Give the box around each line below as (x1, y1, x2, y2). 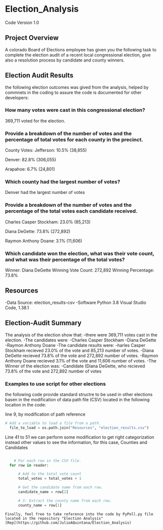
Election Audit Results (5, 71, 74, 80)
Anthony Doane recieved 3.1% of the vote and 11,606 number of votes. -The (5, 358, 157, 363)
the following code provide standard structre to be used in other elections (5, 391, 153, 397)
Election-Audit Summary (5, 319, 82, 327)
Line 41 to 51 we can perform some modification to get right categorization (5, 434, 155, 440)
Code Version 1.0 (5, 20, 39, 25)
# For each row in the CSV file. (14, 458, 82, 463)
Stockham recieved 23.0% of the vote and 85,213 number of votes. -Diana (5, 347, 154, 353)
